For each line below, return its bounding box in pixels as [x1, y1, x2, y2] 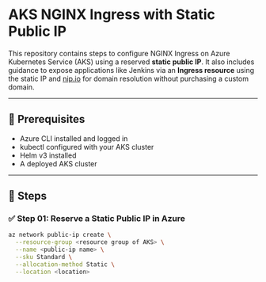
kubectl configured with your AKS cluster [19, 142, 154, 151]
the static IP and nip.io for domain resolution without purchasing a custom [8, 74, 249, 83]
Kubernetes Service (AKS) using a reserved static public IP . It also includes [8, 57, 255, 67]
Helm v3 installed [19, 151, 77, 160]
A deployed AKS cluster [19, 158, 97, 168]
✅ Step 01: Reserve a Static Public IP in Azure [8, 213, 186, 224]
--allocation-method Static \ [15, 260, 115, 269]
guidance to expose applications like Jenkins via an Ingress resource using [8, 65, 255, 74]
